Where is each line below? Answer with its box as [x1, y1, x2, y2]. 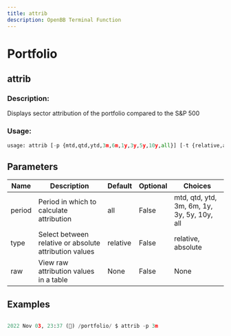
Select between [38, 230, 89, 239]
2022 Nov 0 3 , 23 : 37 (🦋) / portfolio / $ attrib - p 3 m [7, 323, 158, 330]
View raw [38, 258, 69, 267]
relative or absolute [38, 238, 101, 248]
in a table [38, 275, 68, 285]
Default [107, 181, 133, 191]
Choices [183, 181, 212, 191]
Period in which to [38, 197, 97, 206]
